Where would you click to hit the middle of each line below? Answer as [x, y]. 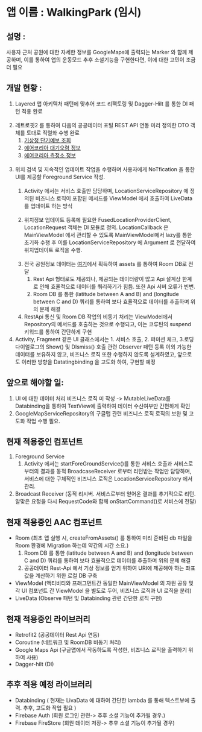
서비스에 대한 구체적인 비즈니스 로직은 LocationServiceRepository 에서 [108, 479]
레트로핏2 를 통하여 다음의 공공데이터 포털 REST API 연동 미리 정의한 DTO [102, 125]
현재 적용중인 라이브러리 [48, 619]
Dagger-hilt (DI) [34, 664]
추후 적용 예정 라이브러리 [49, 685]
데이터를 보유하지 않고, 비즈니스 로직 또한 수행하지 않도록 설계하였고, [95, 354]
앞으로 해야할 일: [35, 383]
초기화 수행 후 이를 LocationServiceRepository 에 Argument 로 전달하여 [110, 242]
